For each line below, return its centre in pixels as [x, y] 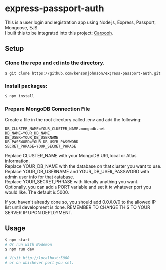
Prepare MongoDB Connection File [48, 109]
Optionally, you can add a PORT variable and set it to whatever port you [78, 187]
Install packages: [26, 86]
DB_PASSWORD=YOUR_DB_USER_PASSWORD [42, 142]
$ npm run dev [20, 249]
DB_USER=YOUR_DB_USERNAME [32, 137]
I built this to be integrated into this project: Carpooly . [59, 33]
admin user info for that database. [40, 177]
